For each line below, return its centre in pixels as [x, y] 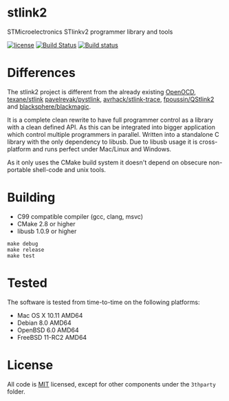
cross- [208, 142]
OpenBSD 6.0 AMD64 [48, 330]
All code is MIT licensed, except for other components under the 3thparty [112, 384]
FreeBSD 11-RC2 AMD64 [52, 337]
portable [19, 169]
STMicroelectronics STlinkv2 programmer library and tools [90, 32]
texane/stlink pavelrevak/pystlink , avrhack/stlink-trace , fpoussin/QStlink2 [111, 99]
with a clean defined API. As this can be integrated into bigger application [111, 127]
